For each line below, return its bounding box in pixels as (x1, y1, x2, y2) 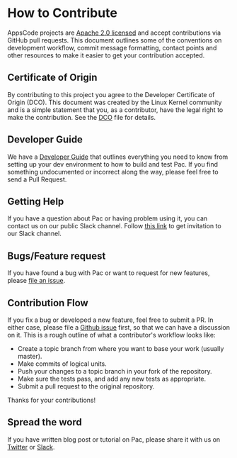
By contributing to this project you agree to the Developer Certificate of (7, 90, 215, 99)
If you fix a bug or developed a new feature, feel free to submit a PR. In (7, 315, 214, 324)
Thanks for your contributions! (7, 396, 96, 404)
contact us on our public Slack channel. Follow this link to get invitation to (7, 222, 221, 230)
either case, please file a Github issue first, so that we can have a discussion (7, 323, 230, 331)
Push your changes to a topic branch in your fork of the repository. (17, 367, 212, 375)
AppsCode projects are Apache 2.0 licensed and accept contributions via (7, 28, 221, 37)
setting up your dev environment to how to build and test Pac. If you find (7, 160, 218, 168)
